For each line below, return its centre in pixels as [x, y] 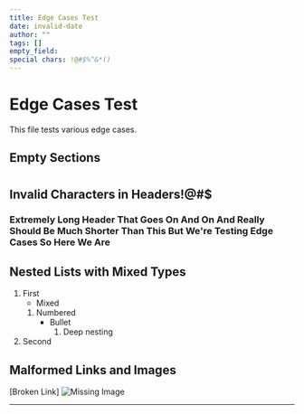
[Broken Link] [34, 392]
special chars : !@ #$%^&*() [60, 60]
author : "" [30, 34]
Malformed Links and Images [93, 370]
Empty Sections [55, 158]
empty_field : [34, 52]
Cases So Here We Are [60, 242]
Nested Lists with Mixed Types [98, 272]
